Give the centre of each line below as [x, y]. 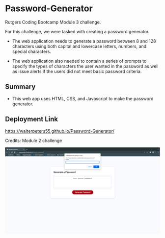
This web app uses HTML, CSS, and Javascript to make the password [83, 98]
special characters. [32, 51]
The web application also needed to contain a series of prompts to [79, 61]
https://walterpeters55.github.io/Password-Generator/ [60, 131]
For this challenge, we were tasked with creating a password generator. [77, 31]
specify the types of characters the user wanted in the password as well [85, 66]
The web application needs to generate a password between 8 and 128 [84, 41]
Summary [20, 87]
